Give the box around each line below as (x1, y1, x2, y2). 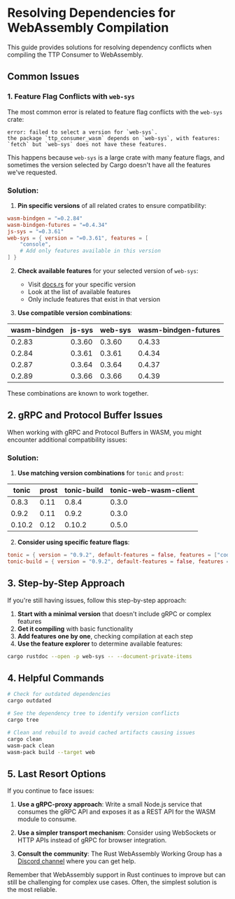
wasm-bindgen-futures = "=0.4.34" (7, 221, 108, 228)
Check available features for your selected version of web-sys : (17, 267, 199, 275)
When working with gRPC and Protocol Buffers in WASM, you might (7, 428, 202, 436)
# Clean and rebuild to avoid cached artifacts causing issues (7, 729, 196, 736)
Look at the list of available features (27, 288, 131, 296)
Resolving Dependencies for (7, 5, 176, 21)
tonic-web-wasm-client (110, 485, 195, 495)
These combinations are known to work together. (7, 389, 149, 398)
